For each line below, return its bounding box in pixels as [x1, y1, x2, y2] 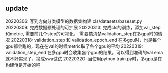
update [5, 4, 28, 13]
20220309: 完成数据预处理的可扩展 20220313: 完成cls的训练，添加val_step [5, 24, 161, 30]
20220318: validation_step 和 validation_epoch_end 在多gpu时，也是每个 [11, 37, 162, 43]
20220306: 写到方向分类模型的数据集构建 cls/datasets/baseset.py [5, 18, 142, 24]
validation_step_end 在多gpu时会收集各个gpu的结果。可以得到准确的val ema [5, 49, 163, 55]
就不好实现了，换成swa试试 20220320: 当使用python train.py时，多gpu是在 [5, 55, 162, 62]
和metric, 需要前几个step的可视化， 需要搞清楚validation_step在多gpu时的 [5, 30, 158, 37]
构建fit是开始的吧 [5, 62, 41, 68]
